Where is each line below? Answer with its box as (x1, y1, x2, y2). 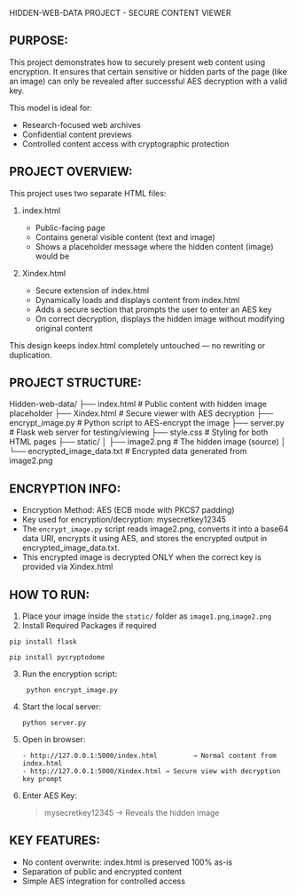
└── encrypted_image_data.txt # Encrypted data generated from (9, 446, 247, 457)
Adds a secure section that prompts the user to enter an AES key (35, 304, 272, 315)
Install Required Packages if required (21, 620, 157, 631)
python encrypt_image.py (26, 686, 118, 695)
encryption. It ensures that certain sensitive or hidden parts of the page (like (9, 66, 288, 76)
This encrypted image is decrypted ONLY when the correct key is (21, 552, 262, 563)
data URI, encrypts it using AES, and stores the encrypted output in (21, 533, 268, 544)
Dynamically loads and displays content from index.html (35, 294, 240, 305)
